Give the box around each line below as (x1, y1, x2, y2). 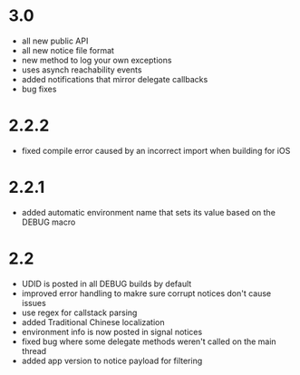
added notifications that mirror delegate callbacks (21, 73, 208, 84)
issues (21, 297, 46, 308)
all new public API (21, 35, 89, 46)
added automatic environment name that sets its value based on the (21, 207, 276, 217)
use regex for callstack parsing (21, 307, 138, 318)
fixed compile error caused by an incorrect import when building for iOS (21, 145, 291, 156)
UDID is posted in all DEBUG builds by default (21, 278, 192, 289)
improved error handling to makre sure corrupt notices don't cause (21, 287, 272, 299)
